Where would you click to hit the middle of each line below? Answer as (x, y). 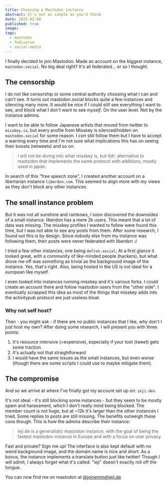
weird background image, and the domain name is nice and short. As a (78, 452)
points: (12, 332)
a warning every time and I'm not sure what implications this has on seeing (82, 141)
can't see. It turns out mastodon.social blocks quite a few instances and (79, 99)
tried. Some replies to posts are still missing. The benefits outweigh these (81, 416)
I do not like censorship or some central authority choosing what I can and (82, 94)
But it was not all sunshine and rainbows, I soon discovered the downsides (82, 215)
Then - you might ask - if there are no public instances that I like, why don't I (83, 321)
